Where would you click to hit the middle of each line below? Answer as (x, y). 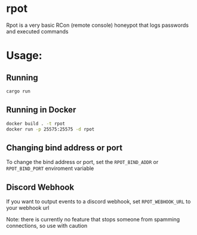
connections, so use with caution (47, 226)
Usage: (24, 56)
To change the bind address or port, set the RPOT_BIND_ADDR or (82, 162)
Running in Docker (41, 110)
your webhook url (28, 208)
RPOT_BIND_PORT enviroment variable (50, 168)
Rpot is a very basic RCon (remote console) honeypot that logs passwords (98, 25)
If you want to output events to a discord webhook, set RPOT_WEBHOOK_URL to (98, 201)
